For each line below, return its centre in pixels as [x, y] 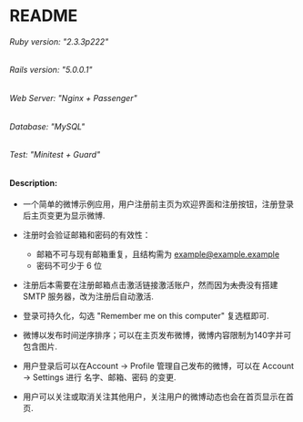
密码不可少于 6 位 [69, 266]
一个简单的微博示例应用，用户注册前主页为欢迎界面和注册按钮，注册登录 [158, 204]
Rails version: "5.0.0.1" [51, 70]
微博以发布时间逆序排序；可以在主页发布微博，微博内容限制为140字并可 [157, 335]
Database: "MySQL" [47, 126]
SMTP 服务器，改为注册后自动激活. [88, 296]
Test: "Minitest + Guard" [55, 155]
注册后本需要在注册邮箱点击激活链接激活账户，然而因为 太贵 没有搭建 [150, 285]
